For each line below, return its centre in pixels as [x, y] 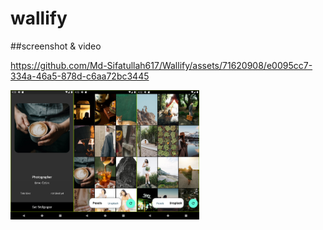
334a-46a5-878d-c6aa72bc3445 [80, 76]
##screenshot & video [56, 46]
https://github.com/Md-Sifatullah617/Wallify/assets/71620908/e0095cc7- [161, 65]
